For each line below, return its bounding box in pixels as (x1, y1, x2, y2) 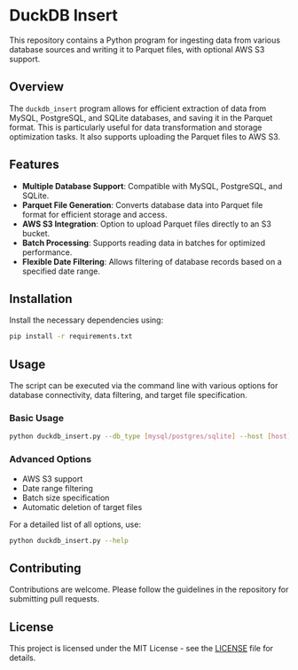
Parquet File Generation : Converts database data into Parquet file (21, 199, 263, 210)
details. (9, 652, 36, 663)
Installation (9, 291, 73, 307)
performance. (21, 246, 73, 258)
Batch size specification (21, 492, 110, 503)
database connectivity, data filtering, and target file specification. (9, 390, 247, 401)
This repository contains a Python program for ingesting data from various (9, 35, 281, 45)
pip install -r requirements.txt (9, 332, 133, 341)
